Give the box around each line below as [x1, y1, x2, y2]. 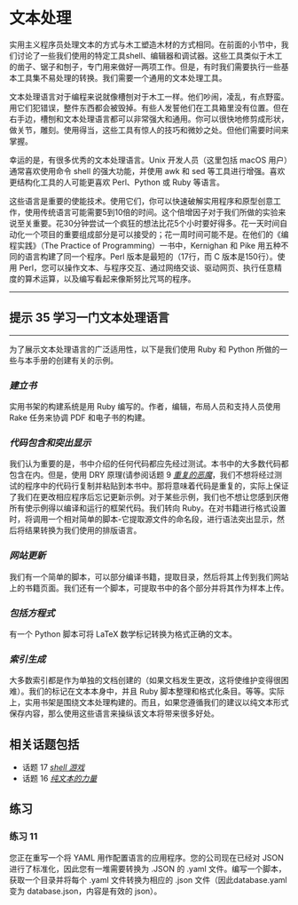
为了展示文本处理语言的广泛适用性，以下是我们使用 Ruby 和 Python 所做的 [9, 344, 280, 354]
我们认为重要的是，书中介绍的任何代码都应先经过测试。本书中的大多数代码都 [9, 458, 289, 469]
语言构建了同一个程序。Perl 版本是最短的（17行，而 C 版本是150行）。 [24, 250, 278, 262]
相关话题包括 [9, 736, 80, 751]
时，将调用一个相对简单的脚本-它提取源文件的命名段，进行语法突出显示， [9, 514, 278, 525]
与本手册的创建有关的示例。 [16, 354, 118, 365]
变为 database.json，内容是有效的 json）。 [9, 885, 162, 896]
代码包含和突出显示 [9, 436, 91, 449]
